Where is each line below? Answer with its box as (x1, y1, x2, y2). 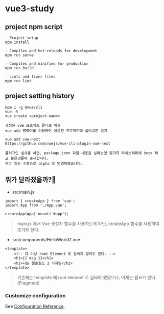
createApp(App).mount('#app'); (5, 211, 69, 216)
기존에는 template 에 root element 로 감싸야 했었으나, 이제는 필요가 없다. (17, 274, 157, 280)
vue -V (5, 109, 19, 114)
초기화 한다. (17, 227, 40, 232)
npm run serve (5, 53, 34, 57)
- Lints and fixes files (5, 74, 56, 79)
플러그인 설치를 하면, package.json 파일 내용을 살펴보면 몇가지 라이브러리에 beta (5, 150, 153, 155)
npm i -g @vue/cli (5, 105, 43, 110)
